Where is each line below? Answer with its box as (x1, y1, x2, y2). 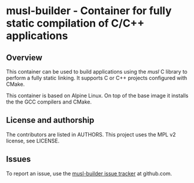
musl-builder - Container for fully (6, 4, 172, 18)
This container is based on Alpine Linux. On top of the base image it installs (6, 92, 189, 99)
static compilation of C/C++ (6, 16, 145, 30)
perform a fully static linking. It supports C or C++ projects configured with (6, 75, 188, 81)
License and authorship (6, 115, 95, 125)
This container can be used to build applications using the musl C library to (6, 68, 188, 75)
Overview (6, 52, 43, 62)
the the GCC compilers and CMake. (6, 98, 92, 105)
